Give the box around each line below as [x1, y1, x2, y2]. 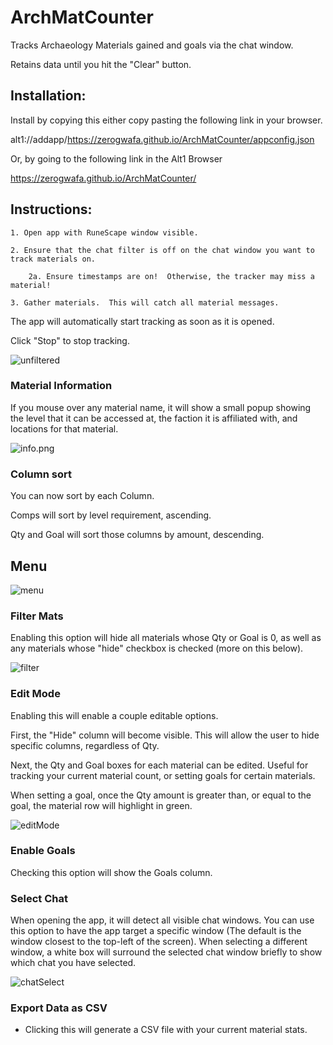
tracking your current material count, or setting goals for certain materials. [10, 769, 316, 781]
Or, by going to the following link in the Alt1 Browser [10, 152, 223, 165]
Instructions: [10, 201, 93, 218]
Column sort [10, 467, 72, 481]
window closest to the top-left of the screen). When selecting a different [10, 936, 308, 948]
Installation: [10, 87, 87, 105]
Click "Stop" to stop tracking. [10, 334, 130, 346]
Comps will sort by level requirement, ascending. [10, 509, 212, 521]
